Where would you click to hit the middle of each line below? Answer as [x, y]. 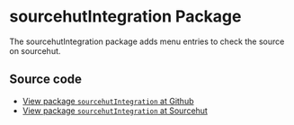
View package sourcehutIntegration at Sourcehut [115, 111]
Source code [46, 80]
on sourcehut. [35, 50]
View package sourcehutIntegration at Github [108, 101]
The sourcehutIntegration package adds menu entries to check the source [147, 41]
